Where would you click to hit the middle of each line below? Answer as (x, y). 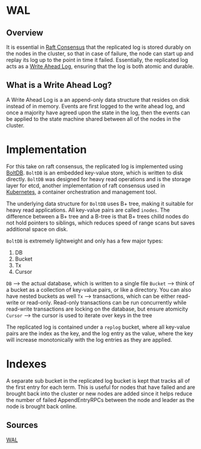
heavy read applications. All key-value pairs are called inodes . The (88, 210)
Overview (25, 33)
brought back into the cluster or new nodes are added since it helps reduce (99, 393)
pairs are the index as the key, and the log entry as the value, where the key (100, 333)
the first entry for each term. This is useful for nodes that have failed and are (101, 387)
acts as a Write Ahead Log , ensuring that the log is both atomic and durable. (100, 66)
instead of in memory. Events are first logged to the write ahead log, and (96, 106)
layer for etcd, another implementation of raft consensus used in (86, 185)
